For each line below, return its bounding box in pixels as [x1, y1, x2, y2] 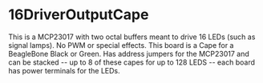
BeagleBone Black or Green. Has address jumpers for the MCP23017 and [8, 49, 250, 58]
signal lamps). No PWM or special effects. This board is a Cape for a [8, 40, 234, 49]
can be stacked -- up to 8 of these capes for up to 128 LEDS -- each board [8, 57, 255, 67]
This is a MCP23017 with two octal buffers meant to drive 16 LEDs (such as [8, 32, 256, 41]
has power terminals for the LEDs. [8, 65, 120, 75]
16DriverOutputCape [8, 6, 149, 24]
